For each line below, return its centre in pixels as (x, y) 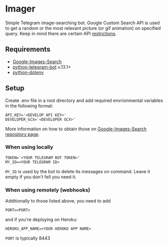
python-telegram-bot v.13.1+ (42, 67)
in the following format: (29, 106)
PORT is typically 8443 (28, 238)
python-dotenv (28, 72)
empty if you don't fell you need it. (41, 177)
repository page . (22, 134)
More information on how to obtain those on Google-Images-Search (76, 129)
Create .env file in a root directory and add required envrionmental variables (84, 100)
